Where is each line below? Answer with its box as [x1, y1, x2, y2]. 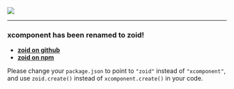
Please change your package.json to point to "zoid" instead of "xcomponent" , [7, 67, 226, 75]
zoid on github [17, 46, 61, 54]
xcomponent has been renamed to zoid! [7, 30, 145, 40]
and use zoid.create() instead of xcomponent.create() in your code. [7, 74, 203, 83]
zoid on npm [17, 54, 54, 62]
